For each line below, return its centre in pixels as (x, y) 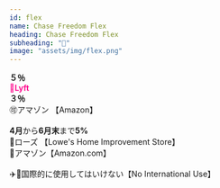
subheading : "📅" (40, 43)
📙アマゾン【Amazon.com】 (60, 153)
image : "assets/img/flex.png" (66, 51)
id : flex (26, 18)
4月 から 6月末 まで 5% (49, 130)
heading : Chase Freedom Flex (64, 34)
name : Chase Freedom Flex (58, 26)
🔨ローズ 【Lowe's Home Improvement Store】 (95, 142)
